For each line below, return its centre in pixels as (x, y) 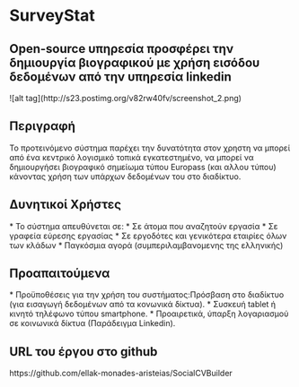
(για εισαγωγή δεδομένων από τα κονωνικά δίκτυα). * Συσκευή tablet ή (143, 305)
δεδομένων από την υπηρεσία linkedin (120, 77)
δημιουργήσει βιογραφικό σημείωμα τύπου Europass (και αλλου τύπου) (143, 167)
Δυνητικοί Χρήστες (66, 205)
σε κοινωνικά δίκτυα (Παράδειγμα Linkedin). (92, 323)
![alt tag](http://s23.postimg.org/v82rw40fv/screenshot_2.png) (126, 98)
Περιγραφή (43, 126)
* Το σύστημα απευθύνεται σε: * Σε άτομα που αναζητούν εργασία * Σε (144, 226)
